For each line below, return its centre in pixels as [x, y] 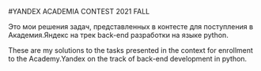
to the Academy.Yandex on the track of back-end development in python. [128, 59]
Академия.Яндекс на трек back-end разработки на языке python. [119, 35]
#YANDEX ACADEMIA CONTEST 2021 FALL [79, 11]
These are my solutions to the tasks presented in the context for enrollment [130, 50]
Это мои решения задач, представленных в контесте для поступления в [131, 26]
